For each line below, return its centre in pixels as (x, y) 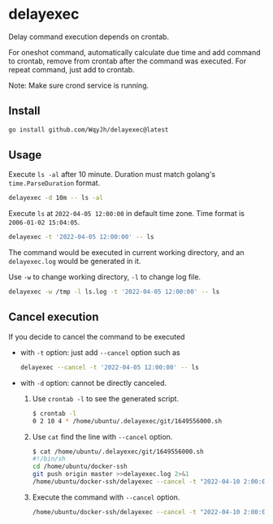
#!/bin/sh (49, 459)
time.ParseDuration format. (54, 183)
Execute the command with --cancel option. (106, 497)
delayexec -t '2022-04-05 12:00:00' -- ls (81, 237)
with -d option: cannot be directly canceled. (93, 383)
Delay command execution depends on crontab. (89, 37)
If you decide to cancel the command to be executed (97, 336)
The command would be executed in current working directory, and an (126, 253)
